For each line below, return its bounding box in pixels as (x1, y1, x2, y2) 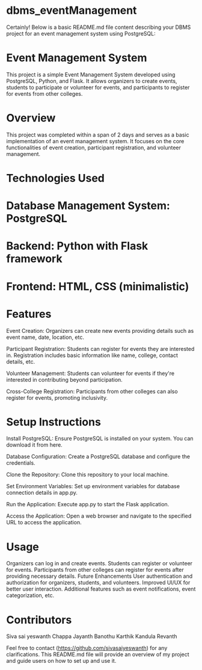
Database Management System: (6, 199, 170, 212)
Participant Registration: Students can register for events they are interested (6, 345, 195, 352)
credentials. (6, 459, 35, 467)
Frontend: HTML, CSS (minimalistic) (6, 279, 189, 293)
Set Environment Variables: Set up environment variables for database (6, 483, 180, 490)
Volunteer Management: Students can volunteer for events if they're (6, 370, 175, 377)
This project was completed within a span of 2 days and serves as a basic (6, 131, 189, 138)
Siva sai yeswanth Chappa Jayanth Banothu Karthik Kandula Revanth (6, 633, 177, 640)
